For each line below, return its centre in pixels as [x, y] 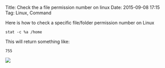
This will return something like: [38, 41]
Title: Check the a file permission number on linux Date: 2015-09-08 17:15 [82, 7]
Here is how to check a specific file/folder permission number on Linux [80, 23]
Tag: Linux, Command [28, 13]
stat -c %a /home [24, 32]
